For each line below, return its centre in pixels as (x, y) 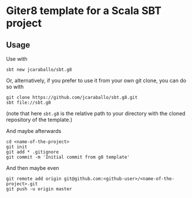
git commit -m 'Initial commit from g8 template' (68, 157)
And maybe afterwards (34, 131)
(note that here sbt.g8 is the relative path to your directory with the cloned (96, 113)
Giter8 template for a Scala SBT (84, 11)
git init (17, 147)
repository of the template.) (39, 120)
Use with (17, 59)
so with (15, 87)
